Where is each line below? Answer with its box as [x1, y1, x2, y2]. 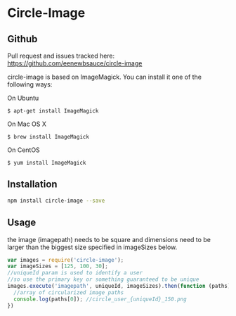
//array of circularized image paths [13, 289, 124, 296]
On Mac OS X [7, 120, 47, 128]
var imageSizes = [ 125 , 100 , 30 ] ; [7, 263, 109, 270]
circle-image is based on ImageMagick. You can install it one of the [7, 72, 202, 81]
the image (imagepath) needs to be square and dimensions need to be [7, 235, 211, 244]
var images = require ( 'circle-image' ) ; [7, 256, 124, 263]
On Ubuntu [7, 94, 39, 102]
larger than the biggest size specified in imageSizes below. [7, 243, 178, 251]
